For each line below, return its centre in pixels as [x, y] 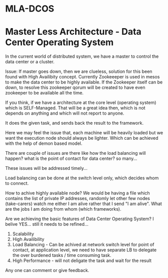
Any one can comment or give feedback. [47, 270]
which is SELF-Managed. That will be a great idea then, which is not [75, 108]
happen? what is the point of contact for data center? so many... [71, 158]
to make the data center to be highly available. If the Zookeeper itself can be [84, 82]
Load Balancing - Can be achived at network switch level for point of [83, 245]
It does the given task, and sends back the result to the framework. [74, 123]
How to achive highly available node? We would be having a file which [78, 193]
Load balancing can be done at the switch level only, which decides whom [82, 178]
